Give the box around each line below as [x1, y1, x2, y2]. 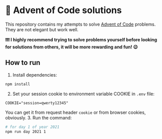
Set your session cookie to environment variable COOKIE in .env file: [12, 91, 155, 97]
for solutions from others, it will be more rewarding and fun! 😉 [5, 44, 138, 50]
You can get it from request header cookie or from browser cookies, [5, 109, 146, 115]
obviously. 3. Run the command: [5, 114, 72, 120]
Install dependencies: [12, 72, 57, 78]
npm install [5, 82, 30, 87]
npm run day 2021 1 [5, 129, 46, 134]
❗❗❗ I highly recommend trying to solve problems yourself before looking [5, 36, 157, 42]
